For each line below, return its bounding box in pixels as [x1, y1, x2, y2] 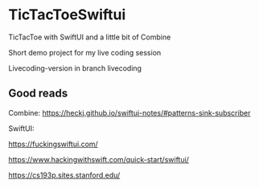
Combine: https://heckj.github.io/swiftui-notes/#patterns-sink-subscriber [8, 108, 251, 117]
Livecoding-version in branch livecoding [8, 63, 142, 73]
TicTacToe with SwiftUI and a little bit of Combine [8, 32, 171, 42]
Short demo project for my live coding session [8, 47, 162, 57]
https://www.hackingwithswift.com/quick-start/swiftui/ [8, 154, 189, 164]
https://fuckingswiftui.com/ [8, 139, 98, 149]
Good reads [8, 87, 68, 100]
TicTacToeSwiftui [8, 6, 126, 24]
